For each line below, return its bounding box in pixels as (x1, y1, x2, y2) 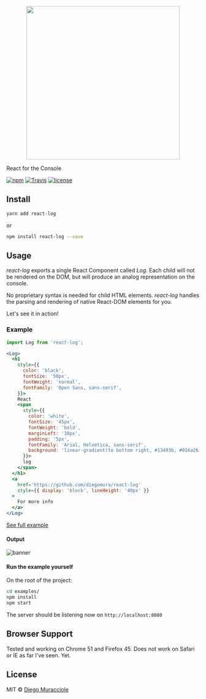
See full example (6, 521, 49, 528)
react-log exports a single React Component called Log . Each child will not (6, 267, 195, 274)
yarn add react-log (6, 210, 56, 217)
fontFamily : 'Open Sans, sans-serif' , (22, 384, 122, 391)
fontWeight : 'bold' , (28, 424, 81, 431)
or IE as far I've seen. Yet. (6, 651, 71, 659)
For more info (17, 499, 53, 505)
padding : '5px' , (28, 436, 70, 442)
